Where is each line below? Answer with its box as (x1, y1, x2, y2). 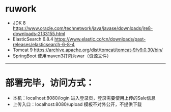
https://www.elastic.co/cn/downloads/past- (54, 36, 146, 42)
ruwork (5, 3, 37, 15)
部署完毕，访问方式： (5, 77, 95, 89)
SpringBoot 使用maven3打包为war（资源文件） (12, 53, 111, 59)
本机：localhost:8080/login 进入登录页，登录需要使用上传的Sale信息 (12, 95, 156, 101)
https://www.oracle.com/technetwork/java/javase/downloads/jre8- (12, 25, 153, 31)
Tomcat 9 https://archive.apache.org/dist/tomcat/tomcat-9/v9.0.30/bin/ (12, 47, 163, 53)
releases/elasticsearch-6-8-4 (12, 41, 75, 47)
